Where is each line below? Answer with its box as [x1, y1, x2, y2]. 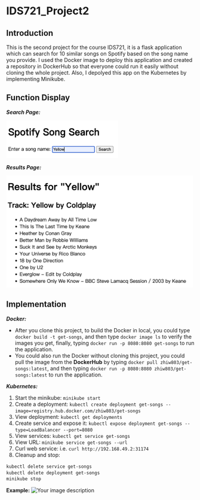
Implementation [6, 300, 67, 310]
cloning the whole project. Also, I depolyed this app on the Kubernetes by [6, 69, 187, 76]
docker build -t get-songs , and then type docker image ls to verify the [14, 333, 192, 340]
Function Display [6, 92, 70, 103]
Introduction [6, 28, 54, 38]
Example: [6, 487, 30, 494]
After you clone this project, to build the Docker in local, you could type [14, 326, 190, 334]
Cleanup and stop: [14, 451, 61, 458]
